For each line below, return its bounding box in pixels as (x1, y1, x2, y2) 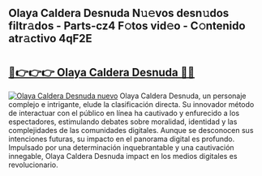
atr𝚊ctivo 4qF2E (8, 32, 92, 45)
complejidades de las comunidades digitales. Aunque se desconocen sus (8, 126, 254, 135)
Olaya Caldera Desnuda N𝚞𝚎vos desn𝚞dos (8, 6, 230, 20)
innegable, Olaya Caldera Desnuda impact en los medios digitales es (8, 152, 238, 161)
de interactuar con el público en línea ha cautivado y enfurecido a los (8, 109, 240, 118)
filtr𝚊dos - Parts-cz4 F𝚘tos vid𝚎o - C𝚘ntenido (8, 19, 246, 33)
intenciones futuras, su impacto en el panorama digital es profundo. (8, 134, 235, 144)
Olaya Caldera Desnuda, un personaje (119, 91, 247, 101)
